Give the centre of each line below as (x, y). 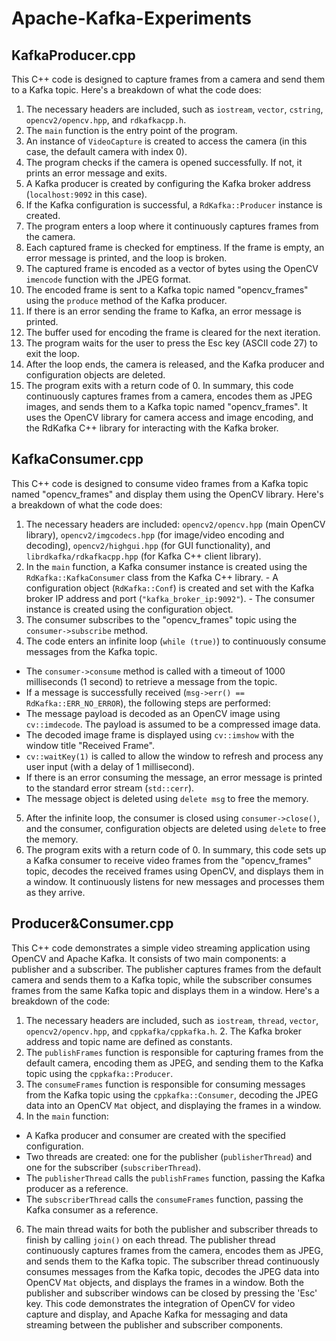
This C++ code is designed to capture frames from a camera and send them (168, 79)
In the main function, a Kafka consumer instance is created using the (166, 566)
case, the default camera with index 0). (106, 151)
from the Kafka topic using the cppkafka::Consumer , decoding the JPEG (172, 1094)
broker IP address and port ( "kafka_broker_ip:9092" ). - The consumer (170, 598)
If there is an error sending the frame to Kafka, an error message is (163, 311)
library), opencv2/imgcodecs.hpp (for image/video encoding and (155, 534)
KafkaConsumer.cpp (77, 459)
